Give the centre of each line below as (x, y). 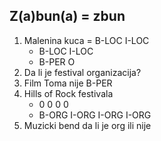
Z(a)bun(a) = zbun (67, 16)
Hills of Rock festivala (68, 93)
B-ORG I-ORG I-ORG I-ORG (95, 115)
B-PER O (57, 61)
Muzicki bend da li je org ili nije (87, 125)
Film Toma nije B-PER (68, 83)
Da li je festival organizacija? (82, 72)
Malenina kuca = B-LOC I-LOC (86, 40)
